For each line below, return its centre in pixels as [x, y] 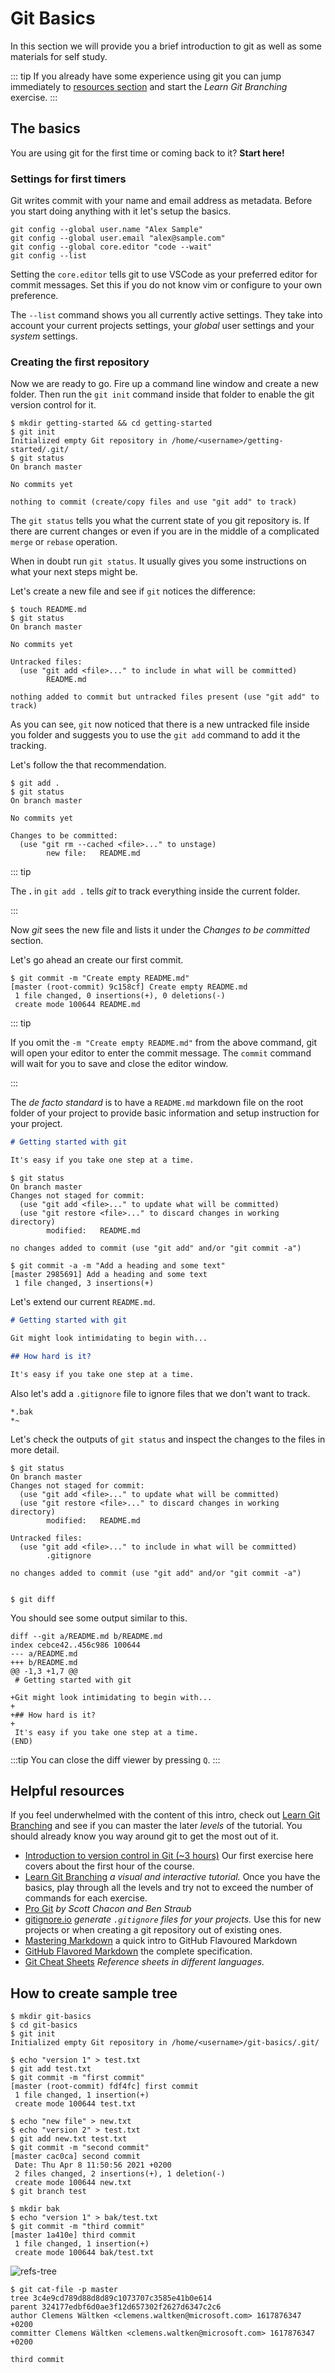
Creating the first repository [80, 362]
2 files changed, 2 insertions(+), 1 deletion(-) [120, 2174]
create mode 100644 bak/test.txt [84, 2253]
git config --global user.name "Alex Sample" [106, 230]
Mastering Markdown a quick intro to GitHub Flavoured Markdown [161, 1941]
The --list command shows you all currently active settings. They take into [166, 315]
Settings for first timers [68, 179]
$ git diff [33, 1599]
